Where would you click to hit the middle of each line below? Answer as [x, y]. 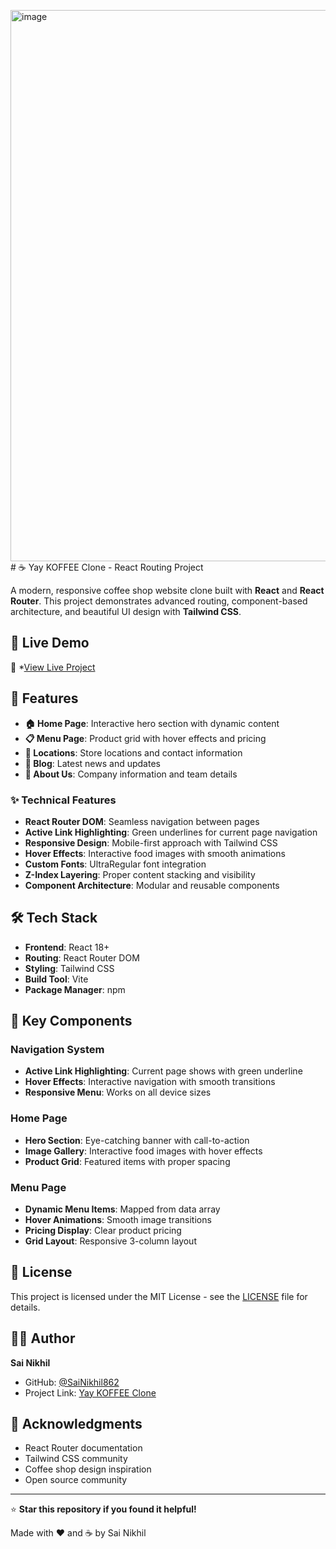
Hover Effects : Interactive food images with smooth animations [155, 853]
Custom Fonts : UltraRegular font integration [115, 864]
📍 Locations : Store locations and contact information [133, 752]
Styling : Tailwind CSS [69, 968]
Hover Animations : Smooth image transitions [118, 1220]
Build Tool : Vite [56, 979]
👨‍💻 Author [43, 1338]
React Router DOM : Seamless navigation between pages [142, 821]
